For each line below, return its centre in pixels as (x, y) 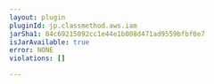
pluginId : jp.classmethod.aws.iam (74, 26)
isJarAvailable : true (49, 42)
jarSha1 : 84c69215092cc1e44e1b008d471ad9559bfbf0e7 (107, 34)
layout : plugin (37, 17)
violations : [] (37, 58)
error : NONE (31, 50)
